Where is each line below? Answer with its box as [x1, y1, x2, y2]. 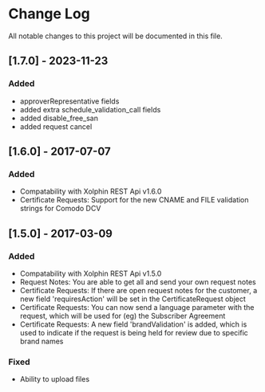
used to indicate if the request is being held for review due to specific [19, 328, 249, 337]
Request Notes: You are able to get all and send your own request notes [19, 277, 257, 287]
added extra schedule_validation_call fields [19, 104, 161, 114]
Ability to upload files [19, 374, 90, 384]
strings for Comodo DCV [19, 204, 101, 214]
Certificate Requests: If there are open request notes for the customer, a [19, 286, 258, 295]
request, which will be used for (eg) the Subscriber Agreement [19, 312, 226, 320]
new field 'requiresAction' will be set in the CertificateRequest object [19, 294, 246, 304]
